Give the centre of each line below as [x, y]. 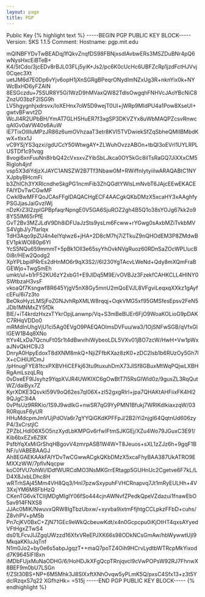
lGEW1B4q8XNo [27, 333]
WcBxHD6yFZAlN [28, 86]
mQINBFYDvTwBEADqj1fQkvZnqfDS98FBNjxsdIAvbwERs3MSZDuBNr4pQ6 [101, 53]
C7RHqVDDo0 [24, 320]
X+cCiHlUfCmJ [25, 359]
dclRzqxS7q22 [24, 580]
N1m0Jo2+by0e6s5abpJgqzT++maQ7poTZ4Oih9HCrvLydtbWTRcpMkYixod [102, 548]
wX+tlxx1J [19, 138]
